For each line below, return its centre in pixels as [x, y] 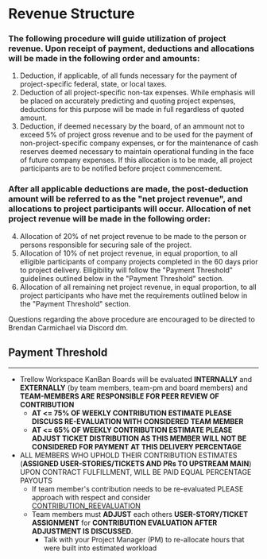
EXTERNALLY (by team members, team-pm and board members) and [134, 387]
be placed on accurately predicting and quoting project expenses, [128, 101]
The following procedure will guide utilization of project [117, 39]
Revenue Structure [72, 14]
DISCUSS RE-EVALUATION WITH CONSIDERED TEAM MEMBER [137, 421]
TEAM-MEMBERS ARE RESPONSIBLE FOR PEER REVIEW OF [120, 396]
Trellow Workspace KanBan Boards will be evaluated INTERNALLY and [136, 379]
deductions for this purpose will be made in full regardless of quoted [132, 110]
